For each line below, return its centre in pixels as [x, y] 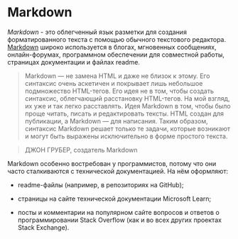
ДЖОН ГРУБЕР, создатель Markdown [81, 150]
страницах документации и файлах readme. [74, 62]
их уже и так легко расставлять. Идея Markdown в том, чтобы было [128, 106]
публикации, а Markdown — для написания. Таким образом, [116, 121]
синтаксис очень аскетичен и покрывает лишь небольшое [114, 83]
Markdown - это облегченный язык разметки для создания [97, 32]
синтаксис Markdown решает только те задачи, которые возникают [128, 128]
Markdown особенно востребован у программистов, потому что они [112, 163]
